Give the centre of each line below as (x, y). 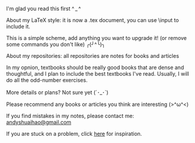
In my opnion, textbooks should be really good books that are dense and (95, 67)
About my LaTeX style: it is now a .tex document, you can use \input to (92, 20)
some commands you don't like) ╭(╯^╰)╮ (56, 44)
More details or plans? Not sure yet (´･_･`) (57, 92)
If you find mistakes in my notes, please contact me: (70, 116)
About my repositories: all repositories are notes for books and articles (93, 56)
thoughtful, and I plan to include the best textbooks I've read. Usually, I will (98, 74)
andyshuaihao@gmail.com (39, 122)
